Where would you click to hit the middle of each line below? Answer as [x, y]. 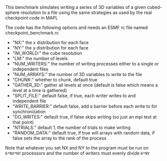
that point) [23, 122]
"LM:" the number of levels [40, 58]
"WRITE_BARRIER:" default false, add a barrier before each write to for [85, 106]
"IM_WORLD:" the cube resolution [47, 53]
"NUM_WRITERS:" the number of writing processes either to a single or [85, 64]
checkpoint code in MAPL [32, 18]
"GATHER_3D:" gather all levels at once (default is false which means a [85, 85]
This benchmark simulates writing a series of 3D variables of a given [76, 7]
